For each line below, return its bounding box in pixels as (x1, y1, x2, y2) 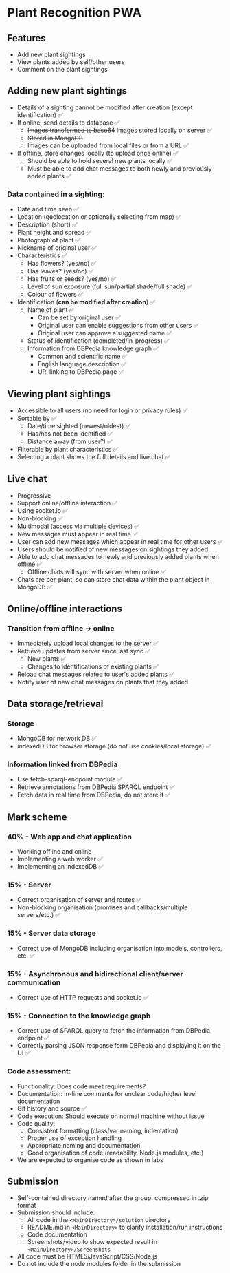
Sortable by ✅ (16, 414, 57, 422)
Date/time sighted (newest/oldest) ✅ (27, 421, 131, 430)
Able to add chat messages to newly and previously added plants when (16, 552, 220, 560)
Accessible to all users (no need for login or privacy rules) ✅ (16, 406, 188, 414)
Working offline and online (16, 848, 92, 856)
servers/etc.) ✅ (16, 911, 60, 919)
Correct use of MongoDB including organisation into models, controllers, (16, 944, 222, 952)
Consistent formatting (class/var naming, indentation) (27, 1126, 179, 1135)
